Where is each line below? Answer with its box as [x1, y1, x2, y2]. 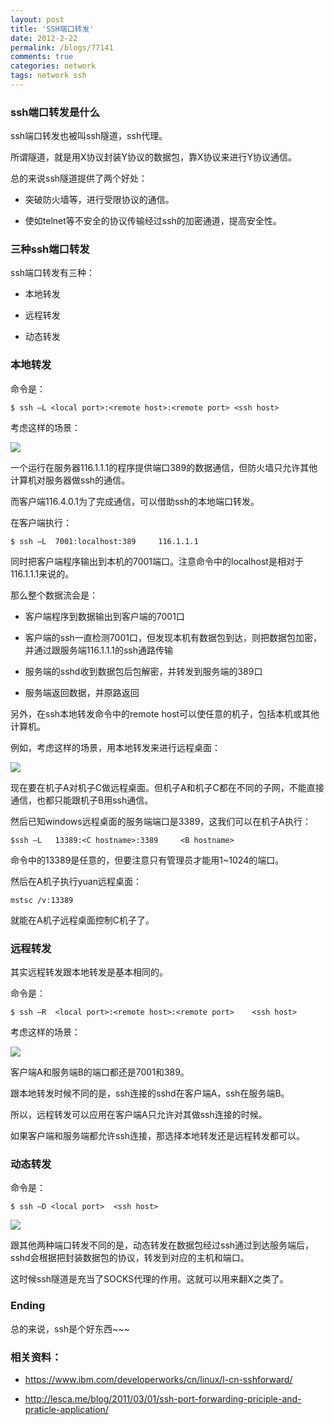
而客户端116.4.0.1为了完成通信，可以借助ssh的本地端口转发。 [10, 495, 260, 507]
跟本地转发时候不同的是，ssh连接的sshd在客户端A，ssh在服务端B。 [10, 1087, 290, 1100]
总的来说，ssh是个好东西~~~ [10, 1322, 130, 1335]
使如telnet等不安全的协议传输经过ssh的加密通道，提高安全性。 [24, 215, 282, 227]
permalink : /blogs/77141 [10, 42, 114, 53]
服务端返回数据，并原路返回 [24, 686, 140, 698]
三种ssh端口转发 [10, 242, 90, 256]
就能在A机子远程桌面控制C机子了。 [10, 914, 155, 926]
